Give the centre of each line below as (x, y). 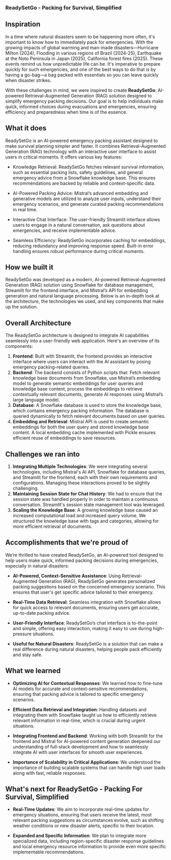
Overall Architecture (38, 323)
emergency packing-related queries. (51, 367)
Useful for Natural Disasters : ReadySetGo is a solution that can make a (88, 643)
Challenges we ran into (43, 454)
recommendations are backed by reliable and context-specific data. (84, 183)
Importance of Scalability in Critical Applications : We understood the (87, 762)
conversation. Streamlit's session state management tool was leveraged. (89, 504)
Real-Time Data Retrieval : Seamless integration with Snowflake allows (87, 602)
